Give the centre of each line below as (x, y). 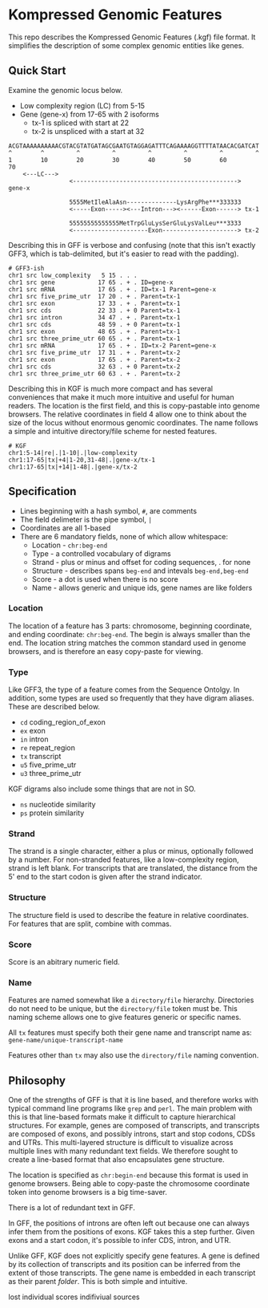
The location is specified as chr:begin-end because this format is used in (128, 1175)
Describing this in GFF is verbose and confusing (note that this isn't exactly (132, 245)
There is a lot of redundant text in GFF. (72, 1208)
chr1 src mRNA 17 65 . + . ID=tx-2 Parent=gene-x (112, 345)
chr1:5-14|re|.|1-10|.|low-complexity (73, 453)
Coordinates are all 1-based (65, 528)
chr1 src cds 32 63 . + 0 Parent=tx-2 (94, 367)
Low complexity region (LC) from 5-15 (82, 105)
